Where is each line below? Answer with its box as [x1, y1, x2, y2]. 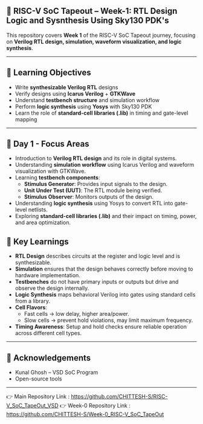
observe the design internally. [14, 284, 89, 292]
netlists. [28, 206, 48, 213]
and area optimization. [14, 219, 71, 226]
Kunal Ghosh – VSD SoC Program [14, 369, 98, 376]
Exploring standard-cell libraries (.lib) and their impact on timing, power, [14, 213, 197, 220]
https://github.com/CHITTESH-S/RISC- [71, 393, 168, 400]
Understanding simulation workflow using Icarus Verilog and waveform [14, 161, 195, 169]
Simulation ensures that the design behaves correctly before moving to [14, 265, 193, 272]
